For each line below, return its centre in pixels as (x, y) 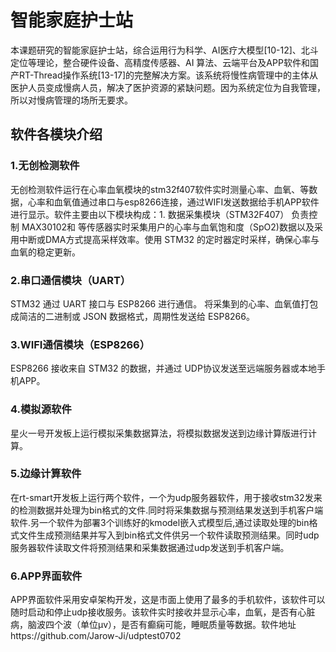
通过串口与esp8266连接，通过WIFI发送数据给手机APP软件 (199, 202)
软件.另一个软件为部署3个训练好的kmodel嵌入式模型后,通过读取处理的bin (160, 522)
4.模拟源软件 (41, 409)
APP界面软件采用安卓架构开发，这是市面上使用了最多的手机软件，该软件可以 (168, 600)
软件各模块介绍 (56, 134)
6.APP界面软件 (46, 576)
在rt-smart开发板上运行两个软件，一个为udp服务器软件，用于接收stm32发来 (166, 497)
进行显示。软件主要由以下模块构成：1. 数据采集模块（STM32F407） (150, 214)
